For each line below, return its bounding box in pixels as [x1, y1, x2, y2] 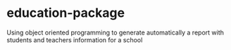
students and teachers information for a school [6, 35, 143, 44]
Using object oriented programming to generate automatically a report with [6, 28, 225, 37]
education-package [6, 5, 125, 21]
